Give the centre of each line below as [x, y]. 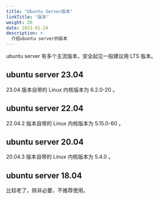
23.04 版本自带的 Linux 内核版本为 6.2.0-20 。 [62, 90]
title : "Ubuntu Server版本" [40, 11]
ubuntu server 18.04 [44, 175]
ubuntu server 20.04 [45, 142]
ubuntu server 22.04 [45, 109]
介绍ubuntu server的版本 [39, 39]
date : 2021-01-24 [27, 28]
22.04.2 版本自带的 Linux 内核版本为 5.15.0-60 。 [65, 123]
